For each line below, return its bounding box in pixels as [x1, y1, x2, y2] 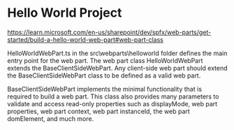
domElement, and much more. [7, 114, 94, 123]
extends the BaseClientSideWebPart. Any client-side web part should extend [7, 64, 228, 72]
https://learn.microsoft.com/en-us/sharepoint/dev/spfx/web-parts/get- [7, 28, 212, 36]
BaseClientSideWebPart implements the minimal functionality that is [7, 85, 203, 93]
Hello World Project [7, 5, 122, 21]
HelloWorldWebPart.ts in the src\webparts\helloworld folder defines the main [7, 49, 228, 57]
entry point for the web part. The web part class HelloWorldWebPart [7, 56, 203, 64]
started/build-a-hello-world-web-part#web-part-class [7, 35, 164, 43]
